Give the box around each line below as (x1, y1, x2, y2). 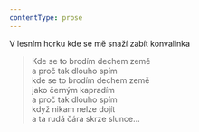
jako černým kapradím (31, 84, 116, 95)
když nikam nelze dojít (31, 103, 116, 114)
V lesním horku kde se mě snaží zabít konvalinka (9, 38, 191, 49)
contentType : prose (9, 13, 83, 23)
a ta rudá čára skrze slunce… (31, 113, 140, 124)
